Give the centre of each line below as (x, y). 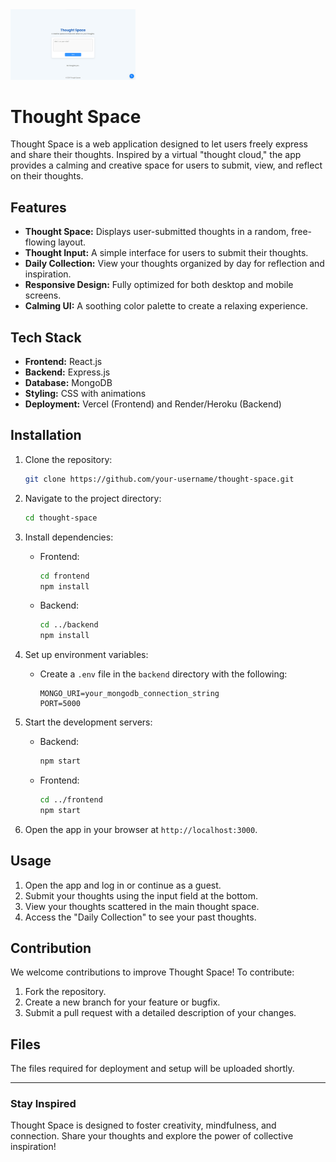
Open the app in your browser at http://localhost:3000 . (141, 829)
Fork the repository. (65, 992)
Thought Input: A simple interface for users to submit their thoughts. (166, 253)
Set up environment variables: (86, 655)
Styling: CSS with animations (85, 394)
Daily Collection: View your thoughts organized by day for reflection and (174, 264)
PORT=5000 (60, 704)
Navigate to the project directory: (93, 498)
